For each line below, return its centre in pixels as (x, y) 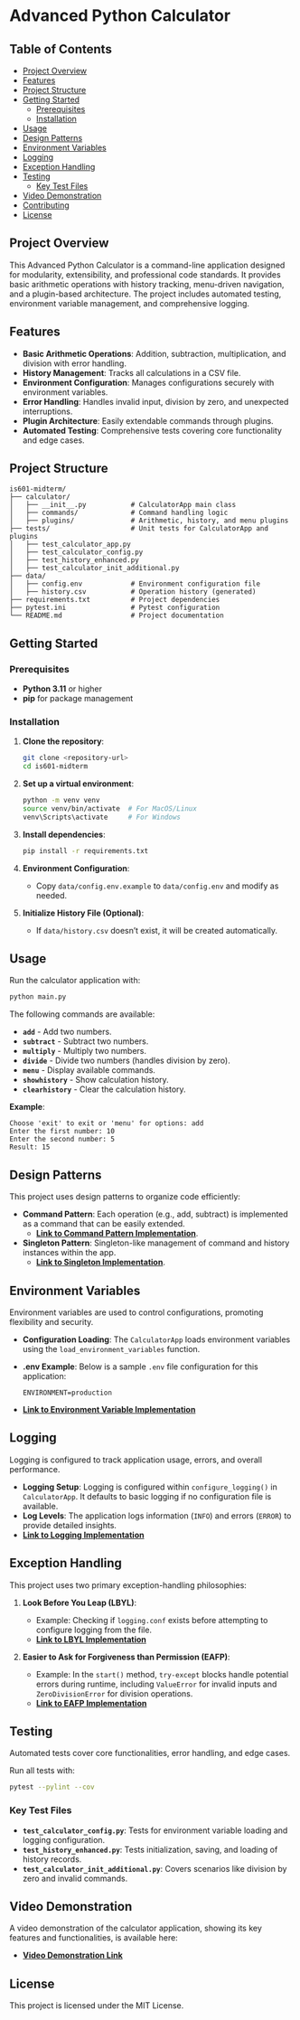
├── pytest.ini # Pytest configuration (115, 608)
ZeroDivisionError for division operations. (114, 1693)
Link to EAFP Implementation (91, 1703)
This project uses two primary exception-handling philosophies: (128, 1585)
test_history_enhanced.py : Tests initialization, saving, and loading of (150, 1849)
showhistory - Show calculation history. (95, 1080)
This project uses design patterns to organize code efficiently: (125, 1197)
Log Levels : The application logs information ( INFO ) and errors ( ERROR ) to (157, 1516)
